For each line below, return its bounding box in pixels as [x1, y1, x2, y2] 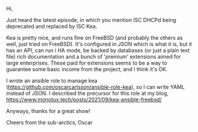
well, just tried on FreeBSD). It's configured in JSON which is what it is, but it [6, 41, 192, 47]
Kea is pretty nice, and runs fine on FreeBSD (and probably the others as [6, 34, 183, 41]
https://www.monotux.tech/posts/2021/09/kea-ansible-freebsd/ [6, 96, 162, 103]
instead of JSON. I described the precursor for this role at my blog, [6, 90, 169, 96]
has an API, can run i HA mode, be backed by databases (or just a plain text [6, 47, 190, 54]
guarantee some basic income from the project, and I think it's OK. [6, 66, 168, 73]
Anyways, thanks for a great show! [6, 108, 90, 114]
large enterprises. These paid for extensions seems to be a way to [6, 59, 167, 66]
